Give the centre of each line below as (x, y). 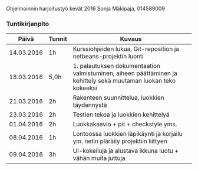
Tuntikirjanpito (28, 24)
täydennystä (90, 105)
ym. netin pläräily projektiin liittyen (120, 141)
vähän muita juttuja (99, 158)
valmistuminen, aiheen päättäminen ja (125, 73)
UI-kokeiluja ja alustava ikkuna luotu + (126, 151)
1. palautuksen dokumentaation (117, 66)
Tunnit (58, 39)
